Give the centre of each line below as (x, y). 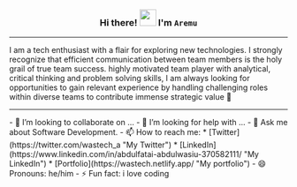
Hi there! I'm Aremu (148, 22)
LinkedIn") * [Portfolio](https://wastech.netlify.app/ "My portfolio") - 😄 (138, 164)
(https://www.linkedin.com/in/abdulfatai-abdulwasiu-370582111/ (126, 154)
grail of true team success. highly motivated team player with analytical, (140, 69)
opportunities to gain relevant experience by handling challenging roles (138, 87)
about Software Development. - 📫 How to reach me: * (108, 132)
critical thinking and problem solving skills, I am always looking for (129, 79)
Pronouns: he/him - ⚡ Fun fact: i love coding (89, 174)
